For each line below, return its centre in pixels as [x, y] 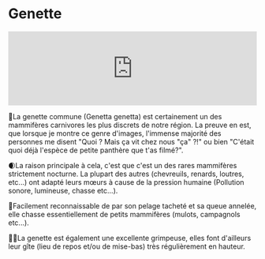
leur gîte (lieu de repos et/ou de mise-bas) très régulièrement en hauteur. [127, 246]
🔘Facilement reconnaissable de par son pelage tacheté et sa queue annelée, [132, 205]
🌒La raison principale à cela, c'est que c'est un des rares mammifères [123, 165]
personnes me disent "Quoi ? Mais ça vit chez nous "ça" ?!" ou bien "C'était [131, 141]
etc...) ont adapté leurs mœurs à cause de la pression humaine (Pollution [126, 182]
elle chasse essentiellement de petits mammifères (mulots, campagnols [124, 214]
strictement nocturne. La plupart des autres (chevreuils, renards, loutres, [126, 174]
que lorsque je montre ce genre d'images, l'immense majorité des [115, 133]
